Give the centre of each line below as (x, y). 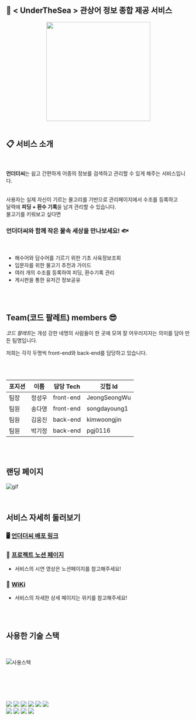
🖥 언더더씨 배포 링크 (32, 536)
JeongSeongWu (109, 397)
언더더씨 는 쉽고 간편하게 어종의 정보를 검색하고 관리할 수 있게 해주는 (83, 173)
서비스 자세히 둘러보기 (43, 518)
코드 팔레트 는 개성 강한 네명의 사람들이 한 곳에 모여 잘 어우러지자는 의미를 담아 (95, 333)
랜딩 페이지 (25, 472)
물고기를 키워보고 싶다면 (34, 214)
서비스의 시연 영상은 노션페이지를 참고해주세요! (68, 569)
